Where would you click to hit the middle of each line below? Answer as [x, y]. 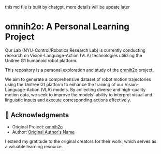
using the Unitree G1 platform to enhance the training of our [64, 84]
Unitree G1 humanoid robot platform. [41, 61]
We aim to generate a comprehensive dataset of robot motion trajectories [78, 79]
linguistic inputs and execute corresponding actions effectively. [68, 100]
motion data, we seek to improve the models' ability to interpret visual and [79, 94]
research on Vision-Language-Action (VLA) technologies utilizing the [74, 55]
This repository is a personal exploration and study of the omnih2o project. [79, 70]
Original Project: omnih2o [37, 127]
